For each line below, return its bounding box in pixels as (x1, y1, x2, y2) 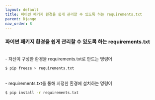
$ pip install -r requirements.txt (5, 90, 79, 96)
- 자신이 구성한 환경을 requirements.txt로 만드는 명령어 (5, 55, 113, 62)
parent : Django (5, 16, 37, 21)
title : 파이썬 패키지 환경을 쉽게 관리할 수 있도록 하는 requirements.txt (5, 12, 143, 17)
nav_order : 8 (5, 21, 32, 26)
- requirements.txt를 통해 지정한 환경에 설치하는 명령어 (5, 80, 113, 87)
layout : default (5, 7, 39, 12)
